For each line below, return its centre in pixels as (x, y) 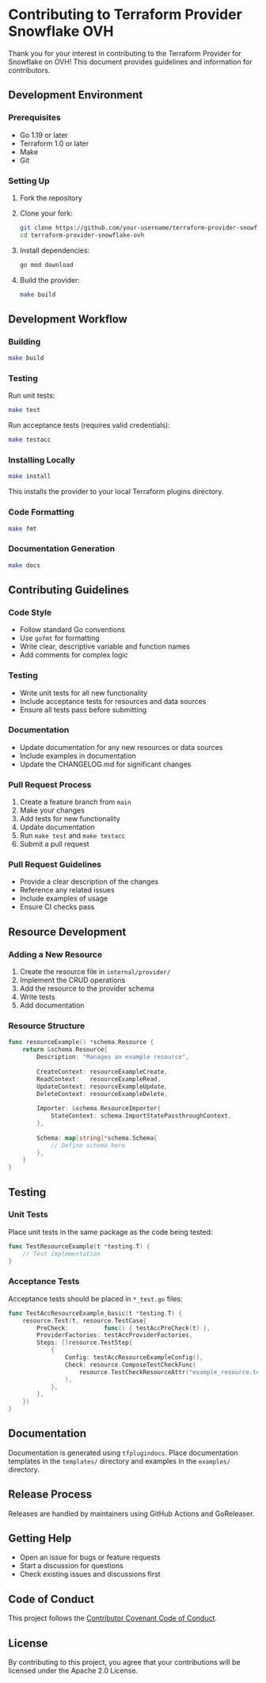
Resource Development (67, 932)
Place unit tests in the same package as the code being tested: (110, 1232)
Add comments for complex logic (74, 655)
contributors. (29, 70)
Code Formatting (42, 512)
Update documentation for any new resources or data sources (121, 747)
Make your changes (52, 810)
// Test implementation (62, 1254)
